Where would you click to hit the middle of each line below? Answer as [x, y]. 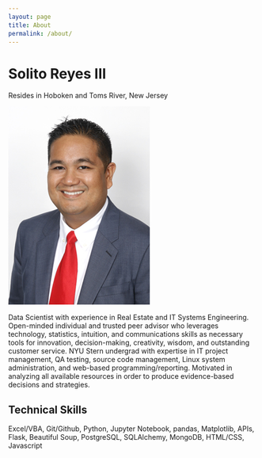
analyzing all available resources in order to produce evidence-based [121, 376]
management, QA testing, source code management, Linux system [117, 360]
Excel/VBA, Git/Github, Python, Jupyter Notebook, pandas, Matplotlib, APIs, [131, 429]
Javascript [25, 446]
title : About [30, 25]
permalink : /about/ [40, 33]
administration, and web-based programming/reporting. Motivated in [120, 368]
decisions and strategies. [49, 385]
